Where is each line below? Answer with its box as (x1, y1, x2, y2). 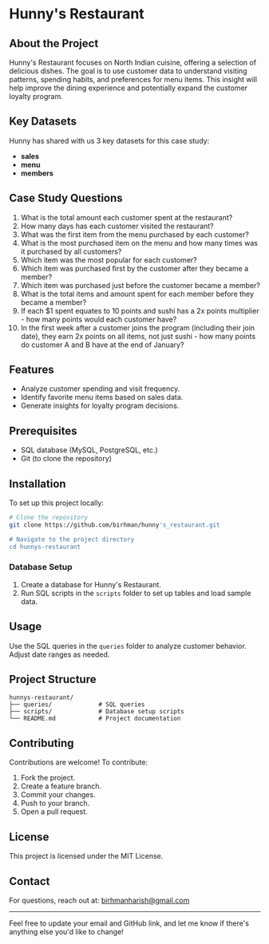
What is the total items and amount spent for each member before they (20, 289, 255, 298)
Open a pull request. (20, 807, 89, 816)
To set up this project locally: (9, 498, 105, 508)
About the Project (9, 37, 99, 50)
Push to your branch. (20, 799, 90, 808)
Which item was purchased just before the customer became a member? (20, 280, 260, 290)
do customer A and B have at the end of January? (20, 340, 184, 350)
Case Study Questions (9, 192, 123, 205)
